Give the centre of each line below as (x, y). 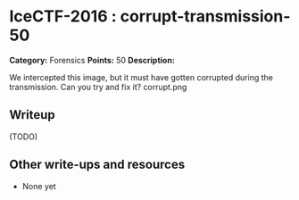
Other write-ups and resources (97, 165)
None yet (39, 186)
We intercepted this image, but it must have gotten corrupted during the (141, 77)
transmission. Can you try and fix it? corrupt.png (98, 87)
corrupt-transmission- (205, 17)
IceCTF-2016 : (63, 17)
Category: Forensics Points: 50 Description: (92, 60)
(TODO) (24, 137)
